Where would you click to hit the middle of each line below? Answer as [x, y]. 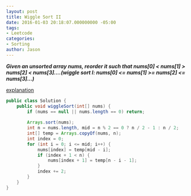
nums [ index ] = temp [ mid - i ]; [74, 150]
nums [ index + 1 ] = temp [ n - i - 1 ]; [92, 161]
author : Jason [23, 50]
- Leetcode [19, 33]
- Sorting [18, 44]
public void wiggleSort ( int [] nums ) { [64, 106]
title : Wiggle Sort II [34, 17]
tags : [13, 28]
